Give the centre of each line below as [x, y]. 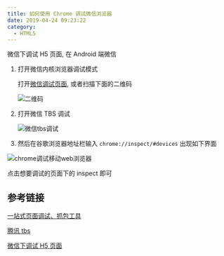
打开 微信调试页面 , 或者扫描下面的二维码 [74, 84]
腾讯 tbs [19, 231]
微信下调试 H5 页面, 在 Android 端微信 [62, 54]
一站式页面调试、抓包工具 [44, 216]
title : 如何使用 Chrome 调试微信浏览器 [60, 14]
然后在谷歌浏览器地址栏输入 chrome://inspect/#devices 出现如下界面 [117, 144]
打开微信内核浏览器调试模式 [58, 69]
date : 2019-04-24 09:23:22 [47, 20]
